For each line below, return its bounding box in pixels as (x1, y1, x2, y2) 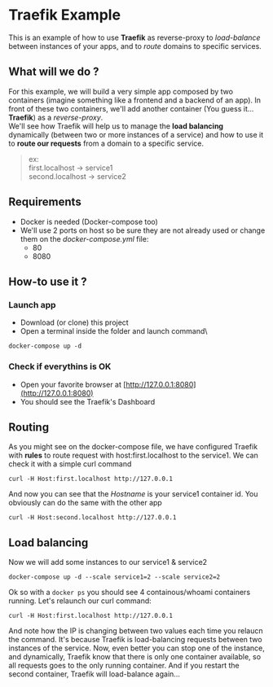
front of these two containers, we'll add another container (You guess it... (8, 103, 254, 113)
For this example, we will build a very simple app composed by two (8, 86, 234, 96)
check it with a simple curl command (8, 459, 132, 469)
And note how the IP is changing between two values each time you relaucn (8, 626, 263, 636)
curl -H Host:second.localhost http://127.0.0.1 (8, 514, 177, 522)
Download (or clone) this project (20, 317, 129, 327)
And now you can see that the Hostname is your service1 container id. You (8, 489, 258, 499)
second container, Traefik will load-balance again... (8, 669, 181, 679)
